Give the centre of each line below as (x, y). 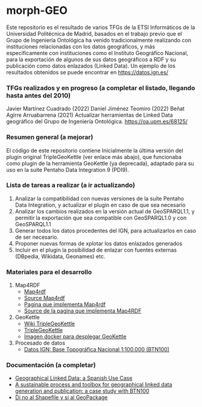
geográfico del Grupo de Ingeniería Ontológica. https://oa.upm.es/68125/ (97, 122)
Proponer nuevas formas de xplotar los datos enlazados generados (99, 243)
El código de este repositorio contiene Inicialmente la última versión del (95, 150)
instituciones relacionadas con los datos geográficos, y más (81, 47)
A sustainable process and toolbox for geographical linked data (93, 385)
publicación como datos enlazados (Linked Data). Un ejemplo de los (91, 66)
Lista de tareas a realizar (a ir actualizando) (71, 185)
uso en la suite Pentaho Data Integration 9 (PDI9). (68, 169)
